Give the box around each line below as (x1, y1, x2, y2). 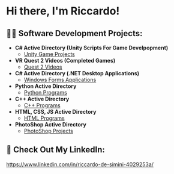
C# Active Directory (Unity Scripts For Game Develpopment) (14, 44, 169, 51)
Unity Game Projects (23, 51, 75, 58)
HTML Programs (23, 114, 65, 122)
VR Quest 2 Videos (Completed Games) (14, 57, 116, 64)
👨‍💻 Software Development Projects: (6, 28, 143, 39)
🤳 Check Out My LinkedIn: (6, 144, 105, 155)
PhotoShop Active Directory (14, 121, 87, 128)
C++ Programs (23, 102, 61, 109)
